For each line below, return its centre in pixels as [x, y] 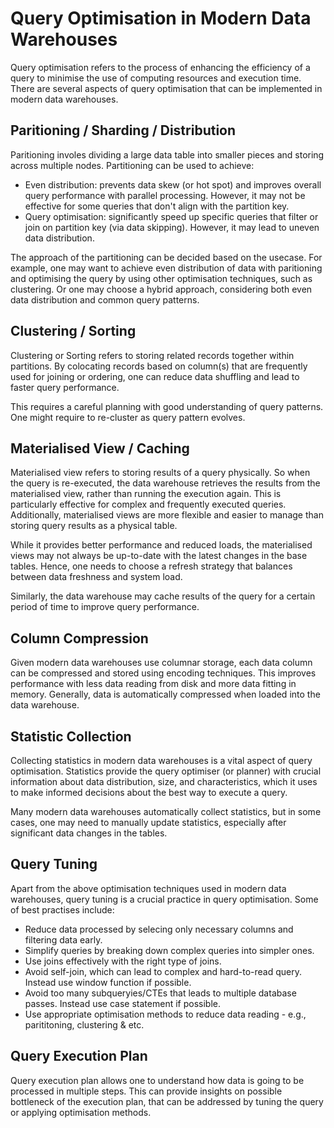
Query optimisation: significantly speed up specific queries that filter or [171, 216]
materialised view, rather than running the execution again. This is [146, 494]
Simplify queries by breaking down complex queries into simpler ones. [169, 950]
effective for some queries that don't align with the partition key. [157, 206]
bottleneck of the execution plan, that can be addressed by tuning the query [167, 1101]
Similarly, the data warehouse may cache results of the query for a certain [163, 596]
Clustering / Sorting [73, 331]
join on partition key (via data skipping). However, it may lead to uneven [172, 227]
